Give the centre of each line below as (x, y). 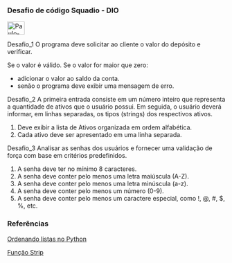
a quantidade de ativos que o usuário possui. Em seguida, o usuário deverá (114, 107)
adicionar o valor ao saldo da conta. (68, 79)
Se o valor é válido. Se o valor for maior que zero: (78, 65)
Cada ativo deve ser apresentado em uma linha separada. (99, 135)
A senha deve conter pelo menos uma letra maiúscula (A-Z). (103, 176)
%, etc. (27, 206)
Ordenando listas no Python (47, 239)
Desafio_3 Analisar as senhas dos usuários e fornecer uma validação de (110, 148)
